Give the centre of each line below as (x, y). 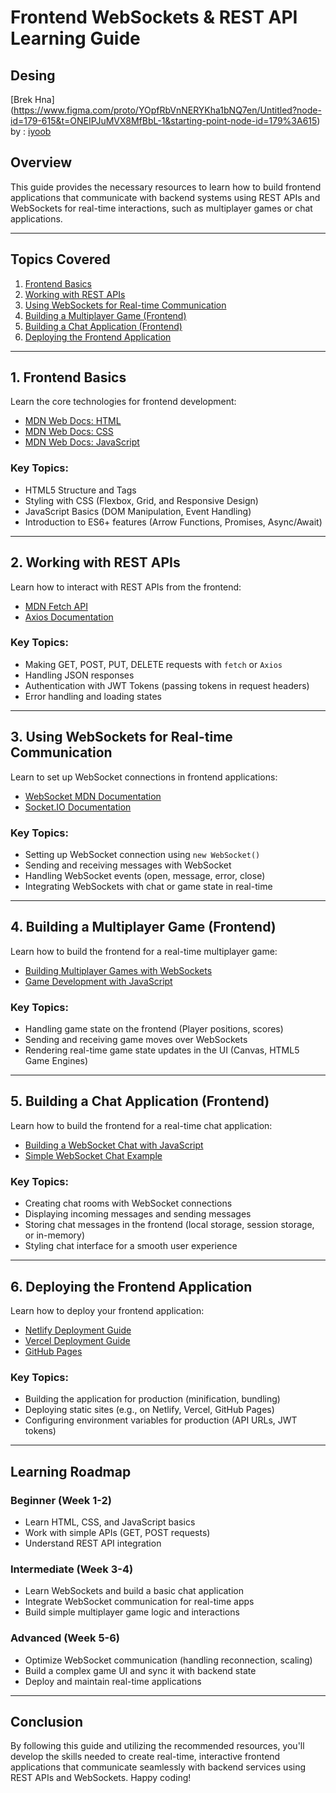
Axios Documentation (69, 617)
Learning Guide (75, 38)
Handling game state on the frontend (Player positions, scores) (154, 1029)
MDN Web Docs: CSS (69, 432)
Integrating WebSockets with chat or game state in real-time (148, 886)
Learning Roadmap (71, 1471)
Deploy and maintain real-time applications (113, 1681)
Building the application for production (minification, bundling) (152, 1399)
